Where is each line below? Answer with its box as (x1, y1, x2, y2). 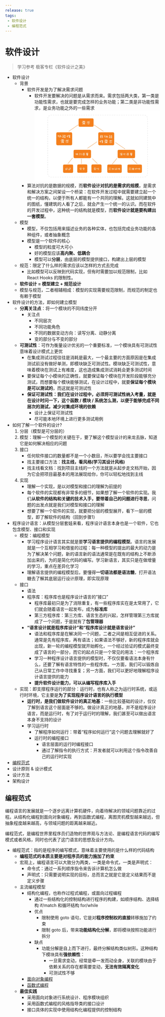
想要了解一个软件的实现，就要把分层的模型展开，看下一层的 (27, 508, 148, 514)
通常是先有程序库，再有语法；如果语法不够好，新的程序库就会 (34, 637, 160, 643)
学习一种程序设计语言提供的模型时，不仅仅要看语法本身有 (34, 656, 151, 661)
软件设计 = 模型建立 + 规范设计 (19, 281, 82, 287)
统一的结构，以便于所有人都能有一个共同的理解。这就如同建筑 (27, 195, 152, 201)
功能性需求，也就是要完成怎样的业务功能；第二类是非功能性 (34, 99, 155, 105)
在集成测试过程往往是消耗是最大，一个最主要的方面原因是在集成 (27, 355, 156, 360)
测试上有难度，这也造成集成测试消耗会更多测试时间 (48, 367, 152, 373)
